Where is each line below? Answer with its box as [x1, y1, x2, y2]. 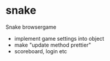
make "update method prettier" [14, 41, 91, 48]
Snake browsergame [5, 23, 57, 30]
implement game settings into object [14, 35, 105, 42]
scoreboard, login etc [14, 47, 67, 54]
